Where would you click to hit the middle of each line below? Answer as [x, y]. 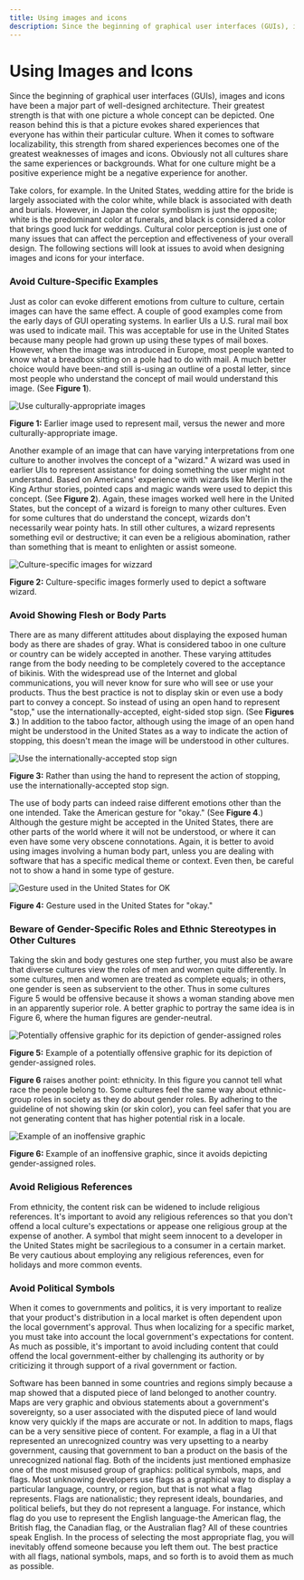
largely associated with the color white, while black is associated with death [151, 200]
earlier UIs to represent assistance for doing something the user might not [147, 470]
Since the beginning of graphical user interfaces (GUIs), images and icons [147, 96]
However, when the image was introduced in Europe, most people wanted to [152, 349]
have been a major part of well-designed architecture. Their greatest [137, 106]
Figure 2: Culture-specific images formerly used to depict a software [138, 582]
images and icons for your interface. [77, 258]
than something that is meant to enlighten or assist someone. [123, 547]
